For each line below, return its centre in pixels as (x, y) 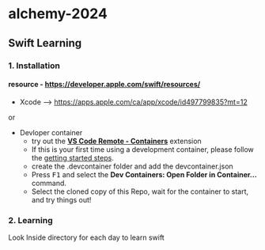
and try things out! (61, 199)
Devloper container (51, 132)
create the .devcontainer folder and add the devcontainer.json (132, 166)
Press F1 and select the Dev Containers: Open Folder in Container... (144, 174)
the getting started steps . (73, 157)
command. (49, 183)
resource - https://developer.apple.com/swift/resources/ (104, 85)
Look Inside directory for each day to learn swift (86, 237)
